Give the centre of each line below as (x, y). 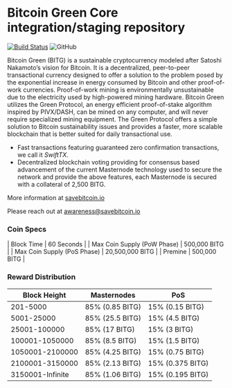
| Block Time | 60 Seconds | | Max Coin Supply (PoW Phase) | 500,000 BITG (116, 244)
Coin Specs (27, 229)
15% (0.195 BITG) (178, 374)
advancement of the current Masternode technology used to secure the (119, 169)
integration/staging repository (96, 27)
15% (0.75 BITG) (176, 352)
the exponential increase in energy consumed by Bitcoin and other (102, 82)
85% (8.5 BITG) (111, 340)
